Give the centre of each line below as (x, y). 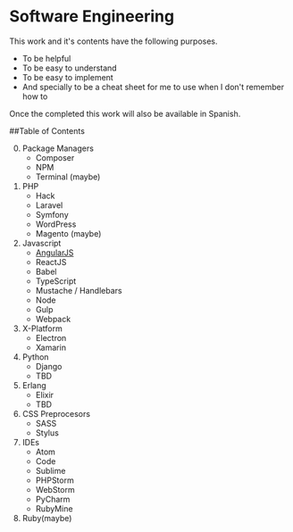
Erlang (34, 385)
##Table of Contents (47, 130)
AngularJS (54, 253)
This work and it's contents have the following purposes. (113, 41)
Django (49, 366)
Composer (55, 157)
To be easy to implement (67, 77)
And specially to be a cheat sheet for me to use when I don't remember (153, 87)
